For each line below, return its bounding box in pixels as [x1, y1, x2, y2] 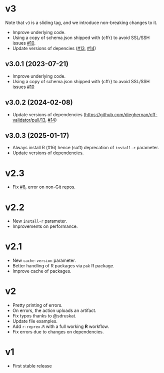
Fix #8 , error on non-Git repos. [12, 184, 76, 190]
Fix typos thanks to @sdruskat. [12, 313, 76, 319]
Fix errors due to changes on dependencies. [12, 329, 104, 335]
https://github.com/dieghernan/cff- [84, 111, 157, 118]
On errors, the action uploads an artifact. [12, 307, 96, 313]
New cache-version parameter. [12, 257, 76, 263]
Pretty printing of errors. [12, 302, 62, 308]
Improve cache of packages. [12, 268, 71, 274]
